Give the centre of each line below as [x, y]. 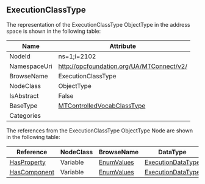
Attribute [123, 46]
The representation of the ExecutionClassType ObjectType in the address [98, 24]
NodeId [20, 56]
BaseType [23, 106]
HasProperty [27, 162]
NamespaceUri [31, 66]
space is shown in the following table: [54, 31]
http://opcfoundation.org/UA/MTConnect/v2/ [123, 66]
